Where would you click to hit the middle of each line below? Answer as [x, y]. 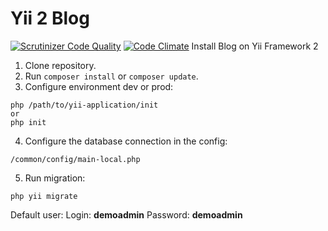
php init [28, 122]
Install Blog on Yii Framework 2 [255, 46]
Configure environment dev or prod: [99, 86]
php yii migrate [44, 196]
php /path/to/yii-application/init [84, 105]
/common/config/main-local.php [75, 159]
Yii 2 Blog [50, 18]
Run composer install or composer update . [111, 76]
